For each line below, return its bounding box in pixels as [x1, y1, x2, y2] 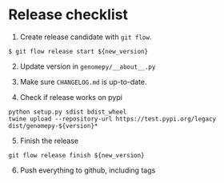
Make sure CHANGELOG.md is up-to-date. [19, 77, 147, 86]
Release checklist [8, 6, 128, 24]
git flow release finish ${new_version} [8, 151, 146, 159]
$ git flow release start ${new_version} [8, 47, 149, 55]
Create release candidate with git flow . [19, 32, 152, 42]
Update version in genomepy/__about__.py [19, 62, 156, 71]
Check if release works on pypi [19, 92, 122, 101]
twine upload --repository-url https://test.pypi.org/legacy [8, 114, 217, 123]
